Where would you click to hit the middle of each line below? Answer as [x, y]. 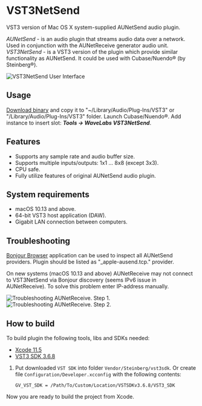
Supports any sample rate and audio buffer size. [75, 156]
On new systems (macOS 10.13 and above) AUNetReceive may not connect [100, 274]
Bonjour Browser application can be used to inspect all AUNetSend [90, 256]
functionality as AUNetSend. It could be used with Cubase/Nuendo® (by [96, 58]
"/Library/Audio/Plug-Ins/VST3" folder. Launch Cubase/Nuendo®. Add [94, 116]
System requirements [48, 194]
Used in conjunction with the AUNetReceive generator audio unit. [87, 45]
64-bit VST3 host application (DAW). [61, 216]
